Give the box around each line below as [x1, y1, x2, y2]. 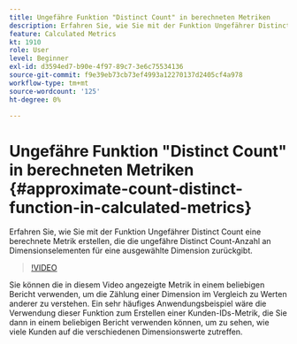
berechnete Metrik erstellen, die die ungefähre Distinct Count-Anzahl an [9, 236, 271, 247]
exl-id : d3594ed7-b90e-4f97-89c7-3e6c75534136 [9, 63, 184, 72]
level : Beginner [9, 54, 69, 63]
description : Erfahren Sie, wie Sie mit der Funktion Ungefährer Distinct [9, 21, 291, 30]
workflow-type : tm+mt [9, 79, 89, 88]
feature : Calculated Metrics [9, 29, 117, 38]
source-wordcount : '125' [9, 87, 101, 96]
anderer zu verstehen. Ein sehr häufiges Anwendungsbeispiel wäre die [9, 298, 267, 310]
